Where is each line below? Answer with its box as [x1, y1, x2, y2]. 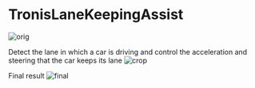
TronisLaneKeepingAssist [8, 6, 184, 24]
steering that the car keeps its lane [8, 55, 122, 65]
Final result [8, 71, 46, 80]
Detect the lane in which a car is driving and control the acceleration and [8, 47, 248, 56]
